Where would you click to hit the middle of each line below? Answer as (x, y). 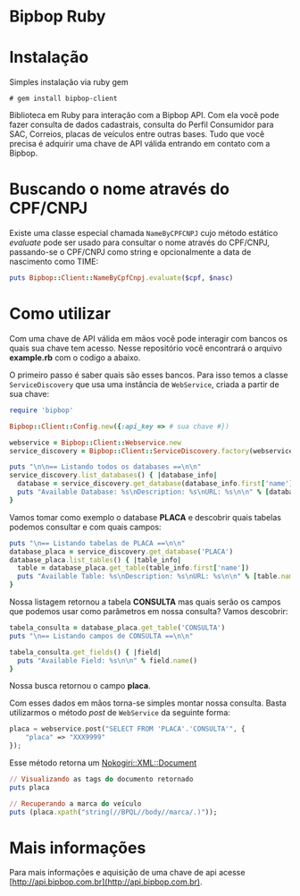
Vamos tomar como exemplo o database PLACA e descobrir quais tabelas (145, 517)
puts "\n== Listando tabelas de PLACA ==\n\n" (97, 543)
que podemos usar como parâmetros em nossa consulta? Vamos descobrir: (149, 611)
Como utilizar (60, 314)
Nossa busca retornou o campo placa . (80, 686)
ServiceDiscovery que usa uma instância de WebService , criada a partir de (144, 384)
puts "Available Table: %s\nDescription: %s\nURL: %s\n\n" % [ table (147, 577)
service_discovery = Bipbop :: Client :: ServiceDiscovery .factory (129, 451)
